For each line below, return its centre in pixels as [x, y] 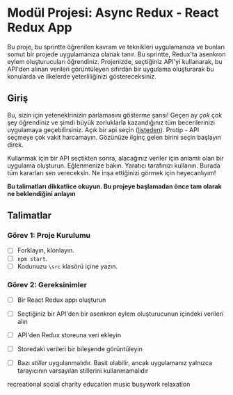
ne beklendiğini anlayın [42, 193]
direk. [15, 145]
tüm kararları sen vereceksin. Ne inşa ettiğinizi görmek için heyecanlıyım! [112, 172]
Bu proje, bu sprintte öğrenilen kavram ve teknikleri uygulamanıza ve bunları [116, 47]
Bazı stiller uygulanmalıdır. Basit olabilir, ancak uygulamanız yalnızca [115, 363]
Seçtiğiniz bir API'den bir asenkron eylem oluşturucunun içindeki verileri [120, 314]
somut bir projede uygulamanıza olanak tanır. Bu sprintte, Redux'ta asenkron [116, 54]
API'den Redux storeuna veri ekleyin [69, 335]
